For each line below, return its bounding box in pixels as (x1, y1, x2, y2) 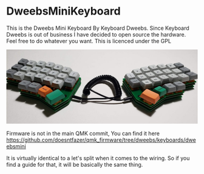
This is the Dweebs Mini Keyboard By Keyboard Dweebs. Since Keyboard (6, 24, 189, 32)
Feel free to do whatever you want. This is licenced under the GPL (6, 37, 172, 44)
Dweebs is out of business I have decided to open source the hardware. (6, 30, 186, 38)
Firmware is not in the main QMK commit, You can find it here (6, 130, 160, 137)
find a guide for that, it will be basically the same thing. (6, 161, 143, 169)
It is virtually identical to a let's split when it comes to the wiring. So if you (6, 155, 190, 162)
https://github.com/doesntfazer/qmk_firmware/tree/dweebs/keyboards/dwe (6, 136, 196, 144)
